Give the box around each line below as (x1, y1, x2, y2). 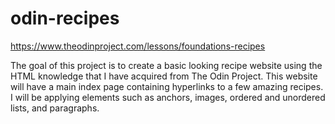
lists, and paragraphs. (10, 102, 100, 114)
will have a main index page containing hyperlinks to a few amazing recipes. (10, 80, 324, 92)
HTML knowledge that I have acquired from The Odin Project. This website (10, 70, 318, 82)
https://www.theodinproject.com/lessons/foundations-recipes (10, 40, 266, 52)
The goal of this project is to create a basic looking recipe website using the (10, 59, 323, 71)
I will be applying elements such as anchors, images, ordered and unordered (10, 91, 326, 103)
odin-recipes (10, 7, 120, 30)
